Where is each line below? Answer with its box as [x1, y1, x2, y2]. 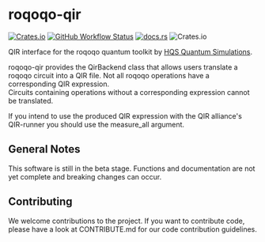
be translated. [8, 96, 54, 105]
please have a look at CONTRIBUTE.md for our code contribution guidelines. [8, 224, 257, 234]
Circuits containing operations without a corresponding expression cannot [8, 87, 251, 96]
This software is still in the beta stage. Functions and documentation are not [8, 164, 256, 173]
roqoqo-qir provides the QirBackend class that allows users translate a [8, 62, 239, 72]
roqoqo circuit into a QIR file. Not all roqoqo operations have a [8, 70, 210, 80]
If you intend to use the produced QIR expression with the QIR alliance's [8, 111, 243, 120]
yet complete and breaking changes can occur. [8, 172, 162, 181]
